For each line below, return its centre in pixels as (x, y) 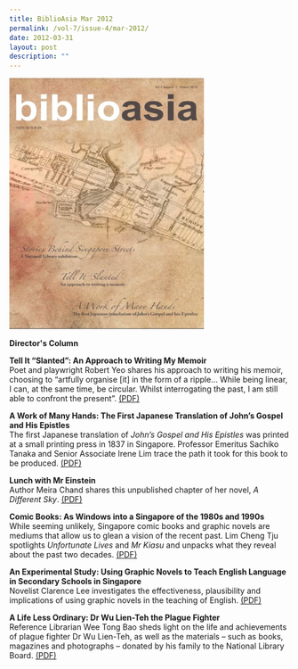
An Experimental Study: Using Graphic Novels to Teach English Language (148, 572)
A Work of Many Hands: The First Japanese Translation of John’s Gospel (146, 416)
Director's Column (44, 343)
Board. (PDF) (33, 656)
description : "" (39, 57)
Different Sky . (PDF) (46, 500)
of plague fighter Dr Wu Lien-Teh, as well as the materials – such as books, (146, 637)
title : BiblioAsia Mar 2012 (61, 19)
